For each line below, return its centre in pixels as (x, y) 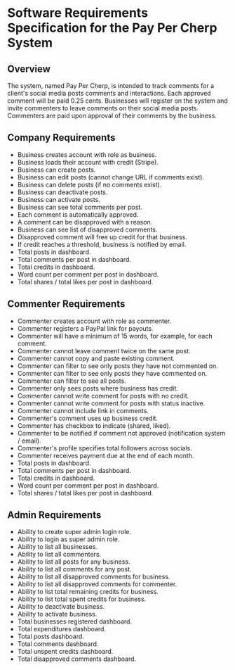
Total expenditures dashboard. (62, 629)
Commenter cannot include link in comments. (83, 410)
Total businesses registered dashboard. (74, 621)
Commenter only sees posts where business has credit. (98, 388)
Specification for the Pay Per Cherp (112, 28)
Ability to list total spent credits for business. (82, 599)
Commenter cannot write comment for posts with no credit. (103, 396)
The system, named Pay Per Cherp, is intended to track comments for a (111, 86)
